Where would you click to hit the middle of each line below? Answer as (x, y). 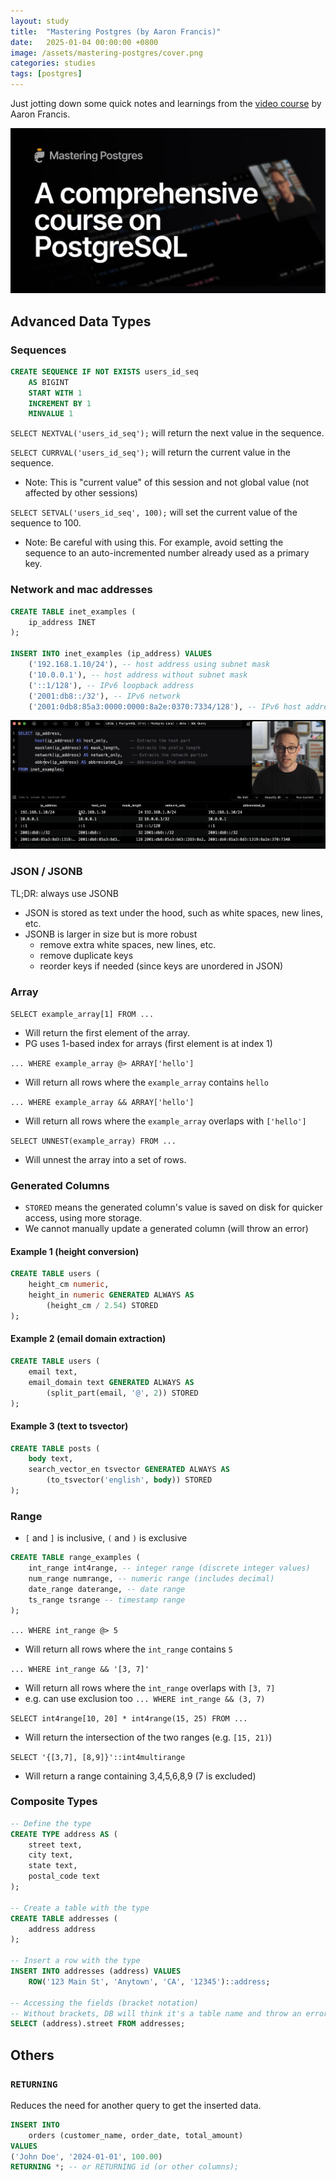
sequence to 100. (46, 523)
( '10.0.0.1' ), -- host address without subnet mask (138, 675)
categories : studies (53, 63)
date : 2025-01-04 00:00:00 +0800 (84, 42)
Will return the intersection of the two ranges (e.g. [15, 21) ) (148, 1737)
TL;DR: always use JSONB (64, 893)
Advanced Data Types (81, 321)
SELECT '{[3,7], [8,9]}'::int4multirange (98, 1757)
